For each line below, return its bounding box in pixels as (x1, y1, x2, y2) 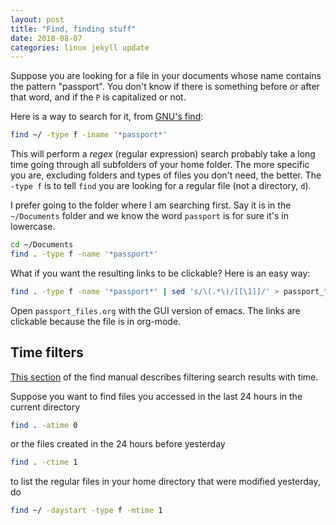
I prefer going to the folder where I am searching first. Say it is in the (10, 199, 292, 211)
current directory (10, 401, 81, 413)
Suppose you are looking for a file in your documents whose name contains (10, 70, 322, 82)
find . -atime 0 (10, 420, 78, 430)
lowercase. (10, 221, 56, 233)
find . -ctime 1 (10, 457, 78, 468)
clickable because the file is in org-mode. (10, 315, 182, 327)
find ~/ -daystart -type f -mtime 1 (10, 506, 163, 516)
